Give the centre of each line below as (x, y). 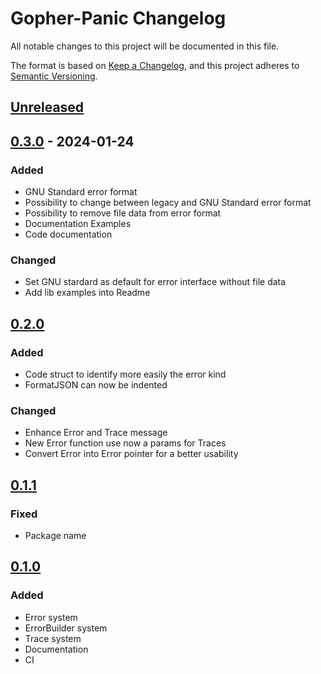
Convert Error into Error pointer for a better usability (131, 454)
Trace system (53, 638)
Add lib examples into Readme (87, 293)
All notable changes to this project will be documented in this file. (145, 46)
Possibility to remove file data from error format (123, 213)
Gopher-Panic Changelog (118, 18)
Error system (51, 617)
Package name (55, 535)
